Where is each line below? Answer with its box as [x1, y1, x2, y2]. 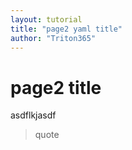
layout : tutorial [10, 14, 83, 25]
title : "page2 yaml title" [10, 24, 123, 34]
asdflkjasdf [10, 109, 57, 121]
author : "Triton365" [10, 33, 97, 43]
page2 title [10, 76, 102, 99]
